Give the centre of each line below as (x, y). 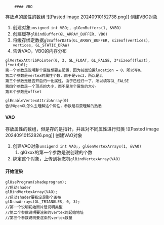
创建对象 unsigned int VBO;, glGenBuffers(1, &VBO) (67, 28)
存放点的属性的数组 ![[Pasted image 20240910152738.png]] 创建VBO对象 (81, 17)
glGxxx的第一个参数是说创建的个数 (56, 152)
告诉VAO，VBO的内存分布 (39, 51)
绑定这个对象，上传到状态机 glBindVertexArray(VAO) (66, 159)
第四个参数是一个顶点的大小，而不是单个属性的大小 (51, 86)
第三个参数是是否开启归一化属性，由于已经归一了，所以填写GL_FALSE (67, 81)
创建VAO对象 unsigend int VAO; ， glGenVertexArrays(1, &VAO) (77, 146)
